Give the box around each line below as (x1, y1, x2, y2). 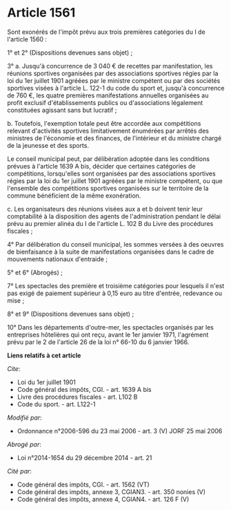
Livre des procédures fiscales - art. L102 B (17, 393, 138, 401)
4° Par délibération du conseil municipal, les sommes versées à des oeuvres (7, 240, 224, 248)
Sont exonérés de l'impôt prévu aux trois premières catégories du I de (7, 28, 205, 36)
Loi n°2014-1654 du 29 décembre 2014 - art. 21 (17, 453, 152, 462)
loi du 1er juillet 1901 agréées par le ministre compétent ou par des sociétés (7, 76, 221, 84)
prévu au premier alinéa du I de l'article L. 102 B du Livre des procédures (7, 219, 214, 227)
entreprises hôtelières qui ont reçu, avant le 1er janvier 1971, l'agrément (7, 330, 209, 339)
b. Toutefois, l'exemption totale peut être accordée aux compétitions (7, 119, 201, 127)
